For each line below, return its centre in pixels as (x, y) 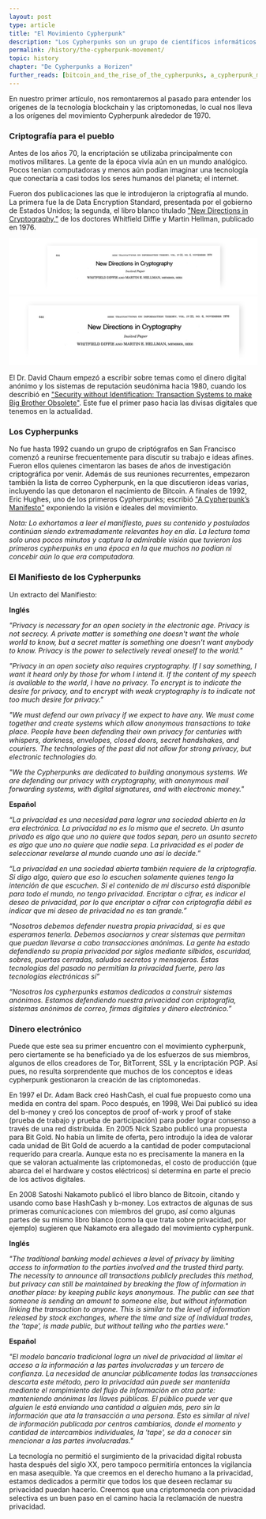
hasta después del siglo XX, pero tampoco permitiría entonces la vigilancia (130, 1464)
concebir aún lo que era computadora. (72, 557)
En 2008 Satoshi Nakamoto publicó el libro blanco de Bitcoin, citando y (124, 1194)
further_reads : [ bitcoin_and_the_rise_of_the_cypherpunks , (108, 75)
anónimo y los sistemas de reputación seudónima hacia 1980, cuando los (128, 386)
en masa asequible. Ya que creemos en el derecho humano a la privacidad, (131, 1472)
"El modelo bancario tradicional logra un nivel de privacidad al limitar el (126, 1356)
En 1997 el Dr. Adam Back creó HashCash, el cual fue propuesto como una (130, 1095)
